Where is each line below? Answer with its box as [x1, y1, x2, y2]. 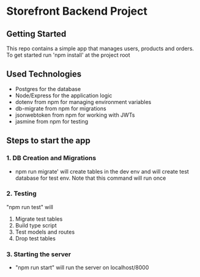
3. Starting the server [6, 249, 72, 258]
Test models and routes [15, 228, 75, 235]
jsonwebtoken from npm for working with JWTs [15, 111, 135, 119]
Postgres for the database [15, 85, 81, 92]
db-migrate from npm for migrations [15, 105, 106, 112]
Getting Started [6, 29, 67, 39]
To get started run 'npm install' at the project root [6, 51, 130, 59]
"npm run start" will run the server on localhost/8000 [15, 264, 149, 271]
